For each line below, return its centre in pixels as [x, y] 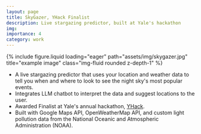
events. [24, 87]
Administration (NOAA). [44, 125]
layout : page [22, 12]
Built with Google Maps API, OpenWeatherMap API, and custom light [100, 112]
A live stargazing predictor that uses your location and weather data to [102, 74]
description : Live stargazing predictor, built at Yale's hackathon [94, 23]
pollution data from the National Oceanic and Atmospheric [87, 119]
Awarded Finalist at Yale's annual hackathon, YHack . [80, 106]
